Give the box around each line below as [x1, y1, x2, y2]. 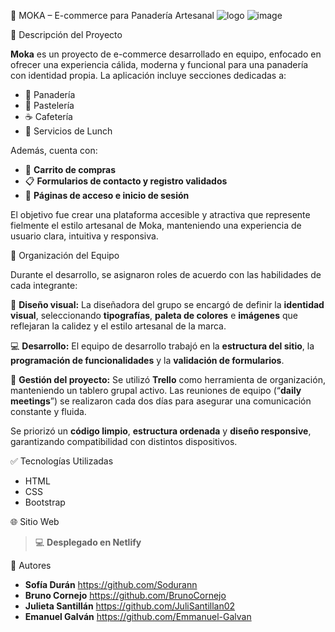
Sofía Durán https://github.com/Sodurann [24, 579, 198, 590]
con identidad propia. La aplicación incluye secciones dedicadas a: [10, 70, 287, 81]
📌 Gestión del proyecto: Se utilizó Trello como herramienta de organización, [10, 374, 326, 385]
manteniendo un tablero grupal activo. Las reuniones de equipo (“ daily [10, 385, 302, 396]
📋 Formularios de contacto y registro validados [24, 175, 228, 187]
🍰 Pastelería [24, 100, 75, 111]
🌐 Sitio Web [10, 516, 60, 527]
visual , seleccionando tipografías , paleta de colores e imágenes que [10, 310, 298, 321]
